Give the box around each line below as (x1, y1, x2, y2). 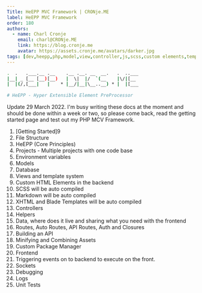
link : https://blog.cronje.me (17, 43, 94, 49)
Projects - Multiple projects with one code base (15, 147, 133, 154)
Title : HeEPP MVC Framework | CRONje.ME (7, 8, 110, 15)
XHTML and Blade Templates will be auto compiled (15, 198, 142, 205)
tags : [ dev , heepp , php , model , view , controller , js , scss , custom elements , (7, 54, 187, 60)
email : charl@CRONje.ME (17, 37, 77, 43)
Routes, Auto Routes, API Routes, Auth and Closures (15, 224, 144, 230)
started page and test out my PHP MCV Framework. (7, 116, 135, 123)
